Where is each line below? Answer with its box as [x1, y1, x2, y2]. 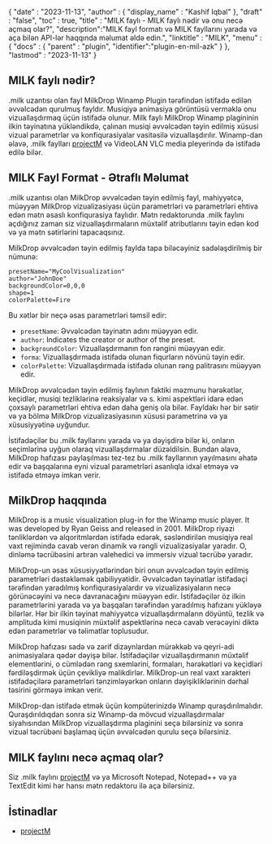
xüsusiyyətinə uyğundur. [8, 420, 91, 429]
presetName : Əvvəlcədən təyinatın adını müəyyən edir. [19, 326, 199, 336]
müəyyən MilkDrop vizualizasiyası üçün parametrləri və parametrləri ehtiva [8, 201, 258, 211]
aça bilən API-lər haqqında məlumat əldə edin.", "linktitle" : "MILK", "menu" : [8, 33, 262, 42]
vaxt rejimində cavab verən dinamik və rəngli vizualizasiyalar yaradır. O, [8, 541, 248, 551]
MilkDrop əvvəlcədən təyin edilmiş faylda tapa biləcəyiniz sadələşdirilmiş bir [8, 243, 263, 253]
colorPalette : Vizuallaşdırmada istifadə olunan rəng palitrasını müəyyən [19, 360, 261, 370]
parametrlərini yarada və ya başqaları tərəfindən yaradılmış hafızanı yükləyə [8, 600, 262, 610]
